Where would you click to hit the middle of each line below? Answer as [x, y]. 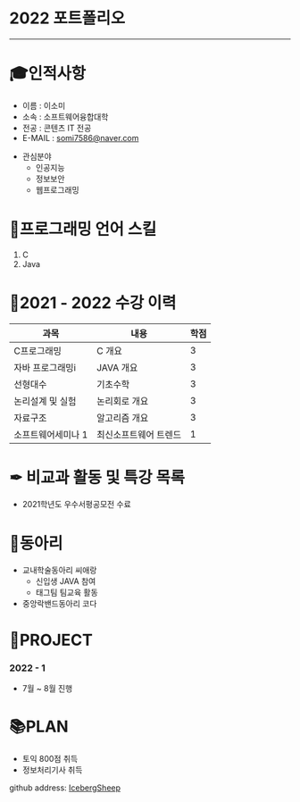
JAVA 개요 [117, 367]
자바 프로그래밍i [45, 367]
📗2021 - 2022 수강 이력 [93, 303]
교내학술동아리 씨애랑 [59, 570]
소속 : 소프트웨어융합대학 [65, 116]
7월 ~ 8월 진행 [47, 689]
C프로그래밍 [38, 351]
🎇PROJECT [51, 640]
